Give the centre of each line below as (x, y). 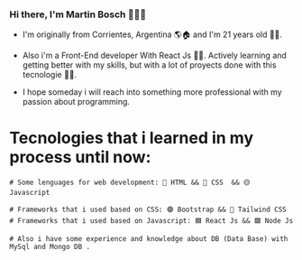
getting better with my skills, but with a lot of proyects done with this (149, 65)
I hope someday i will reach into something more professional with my (152, 92)
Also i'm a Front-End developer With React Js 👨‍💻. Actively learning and (154, 56)
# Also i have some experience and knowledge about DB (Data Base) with (149, 239)
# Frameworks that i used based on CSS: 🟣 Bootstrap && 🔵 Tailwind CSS (148, 210)
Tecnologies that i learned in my (132, 138)
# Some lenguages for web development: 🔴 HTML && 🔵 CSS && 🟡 (130, 183)
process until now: (80, 158)
